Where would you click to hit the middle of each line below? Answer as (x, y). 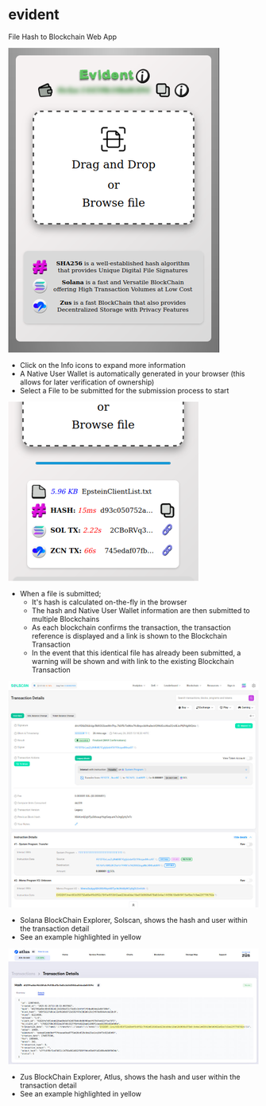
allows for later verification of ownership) (87, 382)
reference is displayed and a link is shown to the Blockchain (129, 635)
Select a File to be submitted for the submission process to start (124, 390)
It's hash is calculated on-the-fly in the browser (109, 602)
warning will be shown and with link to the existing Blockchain (133, 661)
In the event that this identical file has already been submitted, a (136, 653)
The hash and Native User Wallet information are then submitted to (141, 610)
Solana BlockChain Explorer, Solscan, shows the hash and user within (133, 920)
